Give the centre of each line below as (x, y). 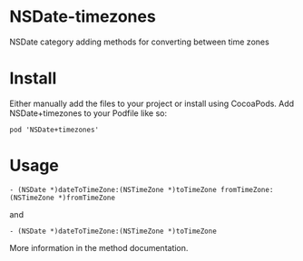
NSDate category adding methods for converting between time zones (139, 42)
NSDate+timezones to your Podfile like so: (88, 113)
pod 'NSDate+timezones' (54, 130)
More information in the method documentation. (99, 247)
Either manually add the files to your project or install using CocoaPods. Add (152, 103)
